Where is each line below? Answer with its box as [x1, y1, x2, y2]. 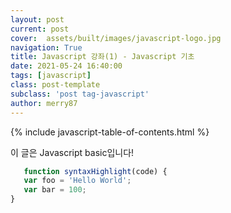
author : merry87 [10, 98, 78, 108]
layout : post [10, 14, 65, 25]
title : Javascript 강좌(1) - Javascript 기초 [10, 52, 195, 62]
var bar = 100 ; [23, 185, 87, 195]
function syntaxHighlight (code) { [23, 166, 168, 176]
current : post [10, 24, 70, 34]
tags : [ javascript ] [10, 71, 92, 81]
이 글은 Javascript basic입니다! [10, 146, 135, 158]
